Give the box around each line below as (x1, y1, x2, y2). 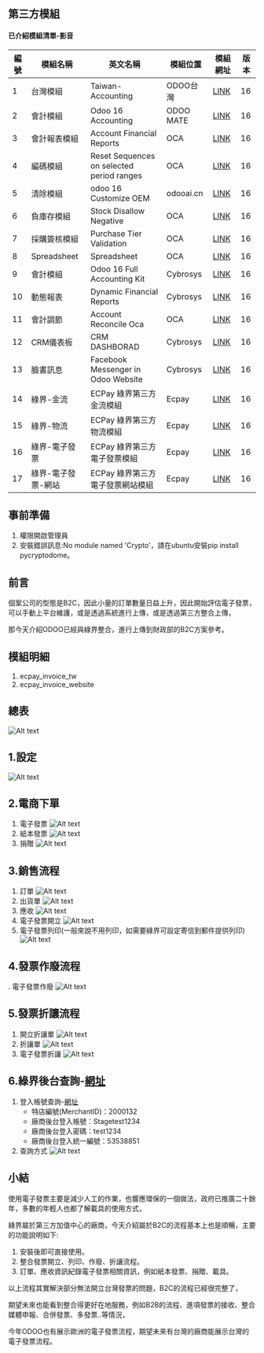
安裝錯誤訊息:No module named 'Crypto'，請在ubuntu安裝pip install (19, 541, 240, 550)
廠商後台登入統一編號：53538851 (31, 1136, 140, 1145)
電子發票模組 (90, 453, 138, 464)
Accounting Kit (90, 273, 145, 284)
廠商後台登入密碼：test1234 (31, 1126, 122, 1136)
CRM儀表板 (31, 337, 73, 348)
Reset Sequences (90, 150, 156, 161)
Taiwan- (90, 80, 123, 91)
